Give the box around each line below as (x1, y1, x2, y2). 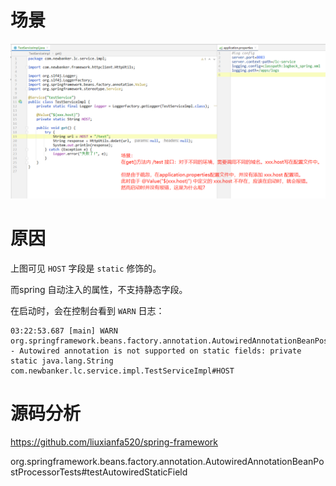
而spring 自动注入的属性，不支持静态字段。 (10, 283, 188, 295)
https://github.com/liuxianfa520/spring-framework (10, 436, 219, 448)
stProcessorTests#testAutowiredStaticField (10, 466, 188, 478)
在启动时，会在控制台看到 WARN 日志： (10, 304, 165, 316)
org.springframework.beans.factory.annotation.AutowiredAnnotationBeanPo (10, 455, 325, 467)
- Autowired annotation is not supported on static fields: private (10, 346, 302, 356)
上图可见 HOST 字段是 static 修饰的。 (10, 262, 162, 274)
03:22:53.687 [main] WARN (10, 326, 118, 336)
